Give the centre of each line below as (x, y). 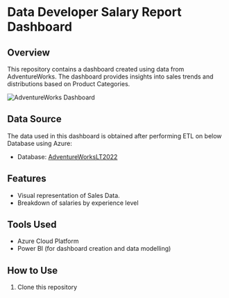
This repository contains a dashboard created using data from (96, 69)
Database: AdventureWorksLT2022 (67, 156)
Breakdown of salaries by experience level (78, 203)
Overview (29, 52)
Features (27, 179)
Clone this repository (47, 287)
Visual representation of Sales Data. (68, 195)
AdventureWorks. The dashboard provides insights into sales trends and (110, 76)
